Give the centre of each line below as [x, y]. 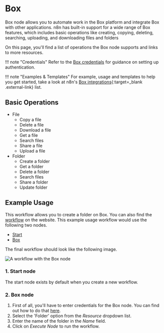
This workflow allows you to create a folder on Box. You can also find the [79, 214]
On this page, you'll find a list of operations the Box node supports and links [82, 47]
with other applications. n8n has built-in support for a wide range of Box [78, 27]
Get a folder [32, 166]
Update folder [34, 187]
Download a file [35, 130]
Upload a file [32, 151]
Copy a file [30, 119]
